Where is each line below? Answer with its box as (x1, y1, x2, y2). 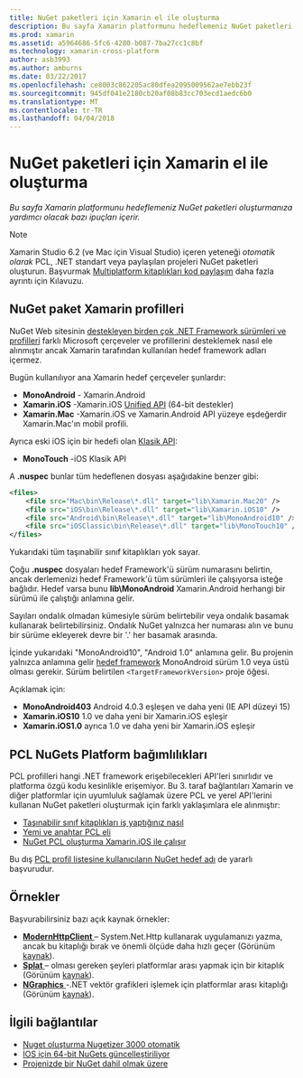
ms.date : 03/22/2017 (9, 72, 87, 81)
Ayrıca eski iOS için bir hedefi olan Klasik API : (9, 436, 179, 446)
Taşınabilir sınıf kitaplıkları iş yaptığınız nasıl (22, 817, 185, 828)
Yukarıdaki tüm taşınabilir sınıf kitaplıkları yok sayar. (9, 547, 201, 558)
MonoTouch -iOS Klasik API (22, 453, 126, 464)
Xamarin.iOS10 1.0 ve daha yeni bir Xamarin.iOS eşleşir (22, 711, 228, 722)
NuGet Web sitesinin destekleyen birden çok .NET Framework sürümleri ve (9, 325, 287, 336)
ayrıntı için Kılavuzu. (9, 276, 84, 286)
